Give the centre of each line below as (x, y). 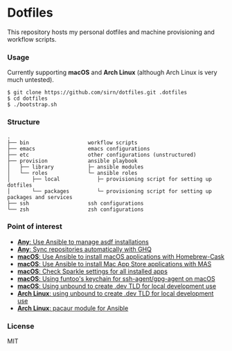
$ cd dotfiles (28, 99)
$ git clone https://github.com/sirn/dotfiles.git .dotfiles (97, 93)
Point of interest (35, 227)
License (21, 326)
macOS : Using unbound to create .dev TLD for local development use (117, 286)
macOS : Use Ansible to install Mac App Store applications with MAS (114, 264)
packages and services (40, 197)
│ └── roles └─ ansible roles (72, 173)
